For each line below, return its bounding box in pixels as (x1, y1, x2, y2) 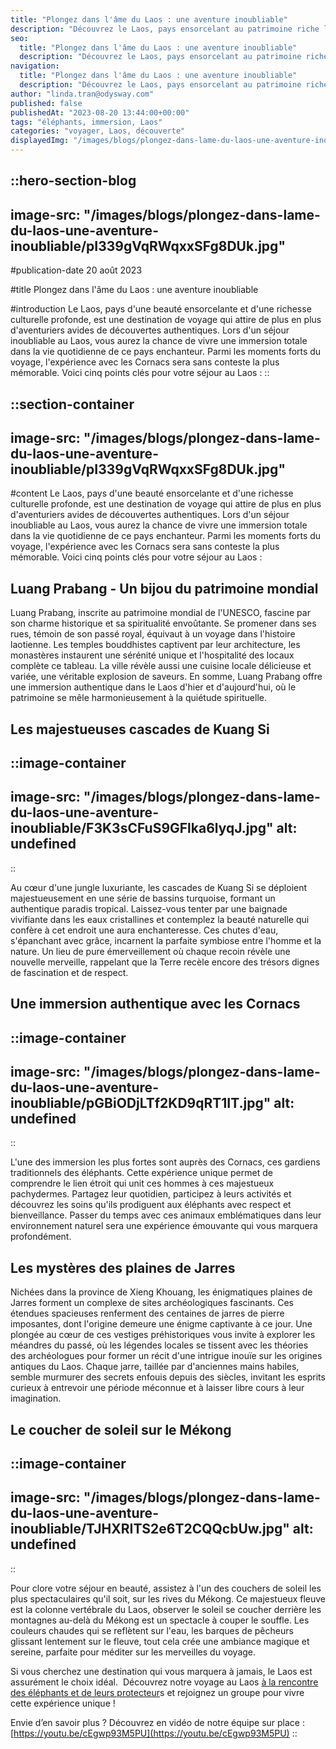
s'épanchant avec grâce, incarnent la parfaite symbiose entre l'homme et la (10, 934, 322, 946)
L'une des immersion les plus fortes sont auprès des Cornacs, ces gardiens (10, 1156, 321, 1168)
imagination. (10, 1392, 62, 1405)
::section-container (10, 396, 135, 413)
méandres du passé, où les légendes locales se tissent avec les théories (10, 1339, 309, 1351)
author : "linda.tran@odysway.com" (10, 89, 155, 99)
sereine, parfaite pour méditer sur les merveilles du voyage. (10, 1646, 257, 1658)
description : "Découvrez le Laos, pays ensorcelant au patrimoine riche (10, 24, 320, 34)
